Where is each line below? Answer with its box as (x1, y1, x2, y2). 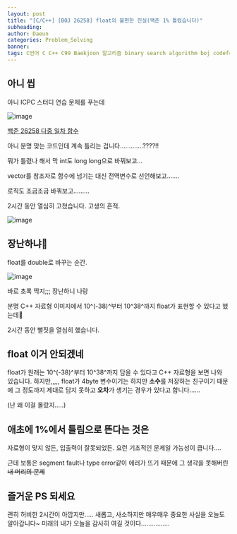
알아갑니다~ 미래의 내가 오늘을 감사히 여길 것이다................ (7, 518, 170, 527)
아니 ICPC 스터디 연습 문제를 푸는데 (7, 97, 105, 106)
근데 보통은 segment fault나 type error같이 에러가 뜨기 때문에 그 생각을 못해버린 (7, 458, 229, 467)
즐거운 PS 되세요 (7, 490, 75, 502)
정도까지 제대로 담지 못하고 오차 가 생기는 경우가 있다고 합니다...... (22, 386, 201, 394)
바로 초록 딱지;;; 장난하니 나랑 (7, 287, 88, 295)
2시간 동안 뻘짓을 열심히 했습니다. (7, 326, 100, 334)
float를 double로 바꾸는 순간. (7, 258, 87, 266)
